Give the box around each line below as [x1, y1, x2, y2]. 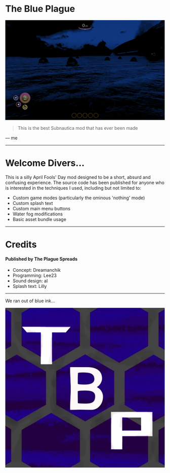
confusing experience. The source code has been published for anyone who [5, 179, 164, 186]
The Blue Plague [5, 3, 75, 15]
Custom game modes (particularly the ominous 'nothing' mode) [12, 195, 145, 201]
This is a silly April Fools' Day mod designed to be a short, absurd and [5, 174, 151, 180]
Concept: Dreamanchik [12, 267, 61, 273]
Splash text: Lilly [12, 283, 47, 289]
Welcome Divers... [5, 158, 85, 169]
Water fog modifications [12, 211, 63, 217]
